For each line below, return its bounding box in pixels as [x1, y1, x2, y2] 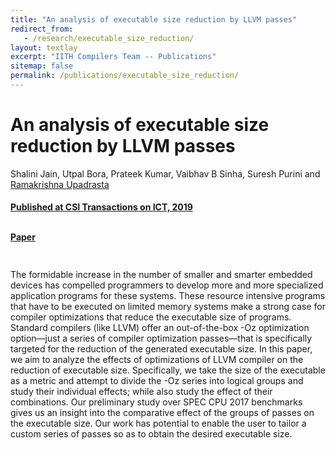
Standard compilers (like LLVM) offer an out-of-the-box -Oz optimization [10, 322, 310, 334]
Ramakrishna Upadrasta [10, 178, 110, 190]
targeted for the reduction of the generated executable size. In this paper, [10, 343, 313, 355]
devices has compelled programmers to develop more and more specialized [10, 279, 324, 291]
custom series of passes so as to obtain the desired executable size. [10, 428, 293, 440]
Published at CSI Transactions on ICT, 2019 [10, 201, 193, 213]
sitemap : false [10, 61, 74, 71]
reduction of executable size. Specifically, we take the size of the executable [10, 364, 326, 376]
